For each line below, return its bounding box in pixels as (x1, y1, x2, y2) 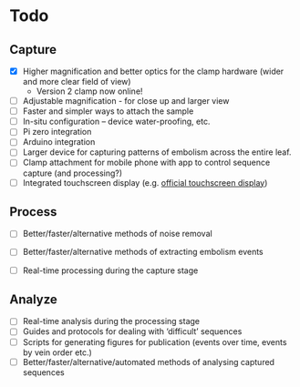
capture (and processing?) (22, 168, 123, 178)
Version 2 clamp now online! (36, 86, 143, 97)
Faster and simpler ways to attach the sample (22, 106, 194, 117)
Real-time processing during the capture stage (22, 265, 199, 276)
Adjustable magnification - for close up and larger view (22, 96, 230, 107)
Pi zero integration (22, 127, 92, 137)
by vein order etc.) (22, 347, 93, 358)
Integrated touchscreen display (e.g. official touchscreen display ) (22, 177, 268, 188)
